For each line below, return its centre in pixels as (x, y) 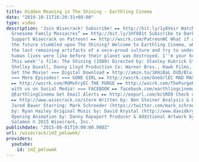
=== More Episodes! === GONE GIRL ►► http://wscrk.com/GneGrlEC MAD (98, 78)
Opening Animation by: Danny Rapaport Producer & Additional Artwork (99, 116)
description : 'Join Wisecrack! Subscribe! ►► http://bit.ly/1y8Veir (92, 28)
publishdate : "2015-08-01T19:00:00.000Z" (58, 128)
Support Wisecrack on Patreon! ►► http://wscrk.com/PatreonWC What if (100, 39)
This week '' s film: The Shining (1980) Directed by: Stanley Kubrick (99, 61)
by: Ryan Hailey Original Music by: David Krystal (75, 111)
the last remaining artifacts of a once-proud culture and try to (95, 50)
